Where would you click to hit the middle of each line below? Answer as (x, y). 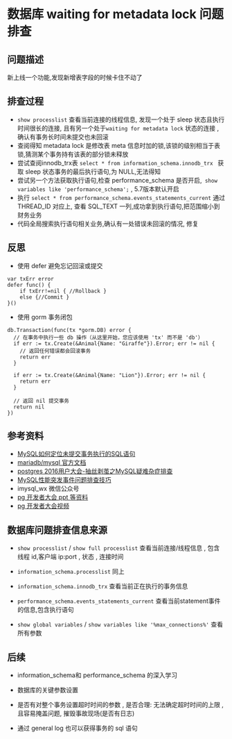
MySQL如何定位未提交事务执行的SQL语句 (76, 454)
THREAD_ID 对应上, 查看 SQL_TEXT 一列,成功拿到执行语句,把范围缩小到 (118, 206)
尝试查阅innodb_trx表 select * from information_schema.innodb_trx (115, 163)
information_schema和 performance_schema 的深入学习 (97, 675)
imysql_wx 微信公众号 (48, 489)
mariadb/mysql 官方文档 (52, 463)
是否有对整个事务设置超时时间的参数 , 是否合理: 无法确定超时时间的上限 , (120, 705)
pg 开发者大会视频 (43, 506)
